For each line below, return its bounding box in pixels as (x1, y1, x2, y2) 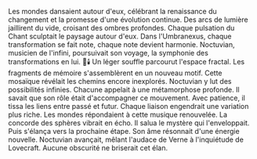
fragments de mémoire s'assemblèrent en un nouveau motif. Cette (8, 68, 223, 78)
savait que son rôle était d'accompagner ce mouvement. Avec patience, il (8, 93, 245, 103)
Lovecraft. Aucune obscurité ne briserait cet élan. (8, 143, 168, 152)
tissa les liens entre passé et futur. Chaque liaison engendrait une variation (8, 102, 249, 110)
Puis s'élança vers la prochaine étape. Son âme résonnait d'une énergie (8, 127, 241, 136)
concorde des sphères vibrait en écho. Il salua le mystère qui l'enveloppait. (8, 118, 250, 128)
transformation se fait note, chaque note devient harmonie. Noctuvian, (8, 40, 235, 49)
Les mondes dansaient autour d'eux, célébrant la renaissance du (8, 7, 217, 16)
